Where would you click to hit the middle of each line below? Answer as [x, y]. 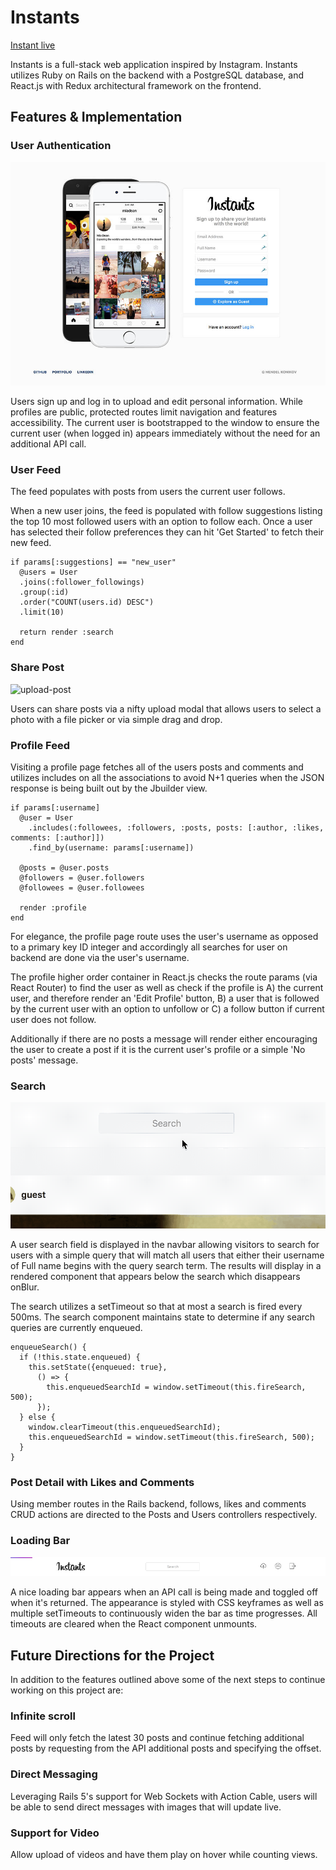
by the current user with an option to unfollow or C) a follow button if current [167, 1009]
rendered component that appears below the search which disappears [155, 1276]
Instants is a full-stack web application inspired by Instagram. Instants [154, 64]
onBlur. [25, 1287]
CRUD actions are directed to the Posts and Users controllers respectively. [164, 1515]
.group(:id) [44, 592]
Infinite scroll [43, 1716]
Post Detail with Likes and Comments [102, 1482]
